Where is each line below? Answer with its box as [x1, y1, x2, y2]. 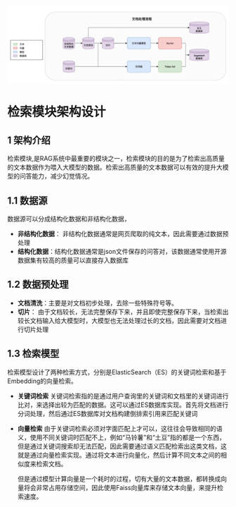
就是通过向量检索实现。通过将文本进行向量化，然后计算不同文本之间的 [17, 451, 221, 459]
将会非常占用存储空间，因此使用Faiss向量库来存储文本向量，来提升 [23, 483, 218, 491]
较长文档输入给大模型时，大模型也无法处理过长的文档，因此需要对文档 [17, 316, 221, 324]
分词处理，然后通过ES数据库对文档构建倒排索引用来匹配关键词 [17, 409, 198, 417]
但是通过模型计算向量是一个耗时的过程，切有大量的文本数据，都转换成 [17, 475, 221, 483]
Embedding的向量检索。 [7, 377, 77, 385]
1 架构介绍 [7, 134, 51, 146]
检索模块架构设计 [7, 104, 107, 120]
